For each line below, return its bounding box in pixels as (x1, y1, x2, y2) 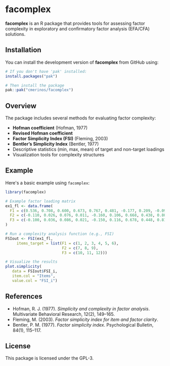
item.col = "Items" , (12, 273, 56, 278)
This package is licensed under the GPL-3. (5, 355, 94, 361)
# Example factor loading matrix (5, 198, 76, 204)
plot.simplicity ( (5, 264, 42, 269)
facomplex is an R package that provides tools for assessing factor (5, 20, 145, 26)
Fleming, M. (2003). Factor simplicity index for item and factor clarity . (12, 316, 158, 322)
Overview (5, 101, 37, 110)
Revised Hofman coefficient (12, 130, 73, 136)
